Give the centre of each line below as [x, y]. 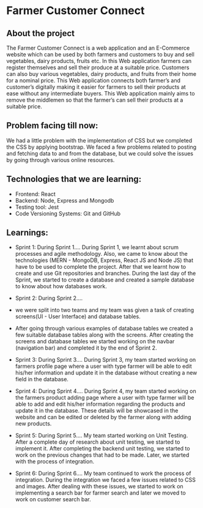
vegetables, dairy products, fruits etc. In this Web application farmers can [99, 61]
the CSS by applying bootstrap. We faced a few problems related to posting [102, 147]
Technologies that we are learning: [74, 179]
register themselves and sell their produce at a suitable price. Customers [98, 67]
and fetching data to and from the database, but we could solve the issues [100, 153]
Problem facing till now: [52, 126]
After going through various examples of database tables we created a [104, 329]
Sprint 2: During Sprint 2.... [49, 298]
